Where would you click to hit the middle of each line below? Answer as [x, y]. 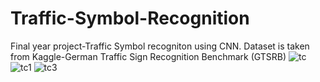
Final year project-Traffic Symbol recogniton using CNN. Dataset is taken [160, 46]
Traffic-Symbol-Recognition [130, 18]
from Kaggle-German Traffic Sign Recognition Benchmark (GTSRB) [148, 56]
